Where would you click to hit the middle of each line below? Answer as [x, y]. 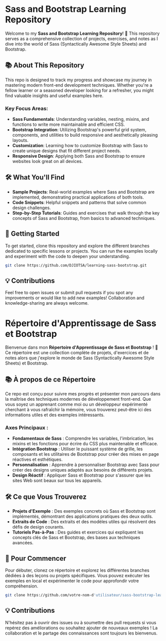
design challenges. [31, 208]
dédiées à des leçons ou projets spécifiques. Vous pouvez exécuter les [77, 576]
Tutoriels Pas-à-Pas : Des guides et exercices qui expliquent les [78, 532]
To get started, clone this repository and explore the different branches [77, 246]
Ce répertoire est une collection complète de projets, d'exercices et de [77, 353]
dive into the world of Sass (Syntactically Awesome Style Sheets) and [76, 44]
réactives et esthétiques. [37, 460]
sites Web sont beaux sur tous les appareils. [57, 481]
